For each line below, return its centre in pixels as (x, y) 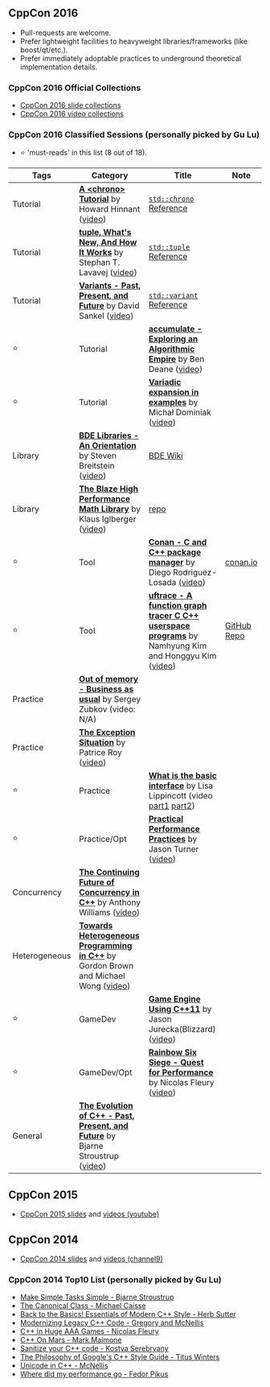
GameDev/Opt (106, 1072)
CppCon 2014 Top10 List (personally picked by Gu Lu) (115, 1279)
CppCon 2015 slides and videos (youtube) (89, 1214)
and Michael (102, 976)
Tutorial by (100, 199)
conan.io (241, 563)
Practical (166, 819)
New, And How (108, 242)
